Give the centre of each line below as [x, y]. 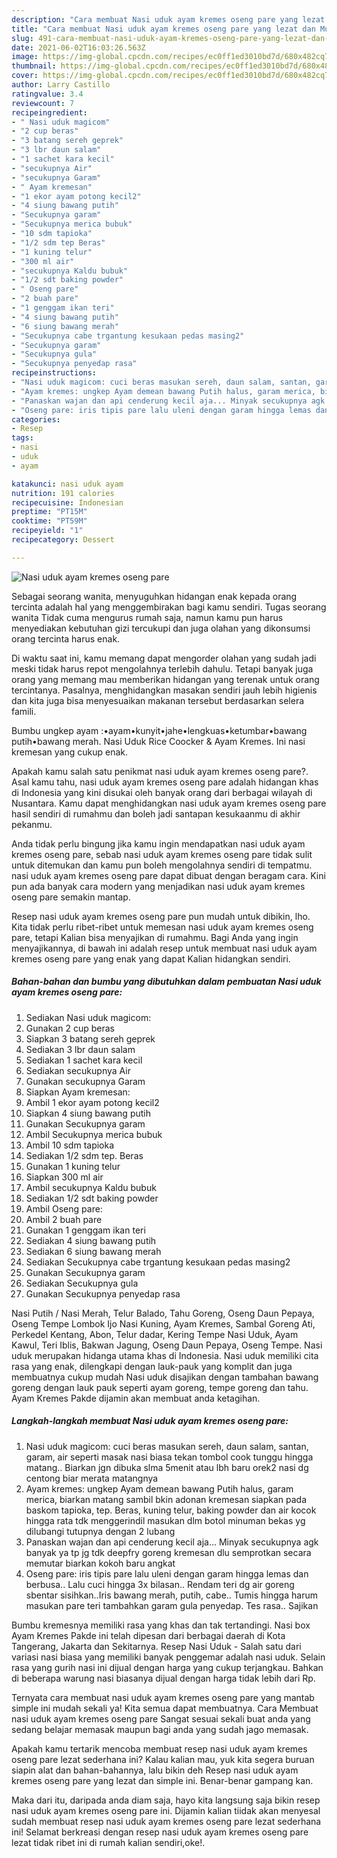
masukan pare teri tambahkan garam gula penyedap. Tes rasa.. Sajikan [172, 1605]
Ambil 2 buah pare [64, 1219]
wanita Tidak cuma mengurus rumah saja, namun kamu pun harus [147, 617]
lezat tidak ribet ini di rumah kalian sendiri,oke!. [108, 1842]
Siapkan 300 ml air [64, 1177]
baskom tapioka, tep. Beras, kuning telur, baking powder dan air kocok [171, 1510]
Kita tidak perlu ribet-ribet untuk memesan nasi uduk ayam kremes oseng [162, 927]
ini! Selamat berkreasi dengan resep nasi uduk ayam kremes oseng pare [160, 1832]
